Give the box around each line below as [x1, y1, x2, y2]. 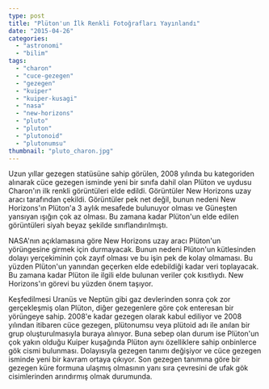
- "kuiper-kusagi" [15, 94, 78, 102]
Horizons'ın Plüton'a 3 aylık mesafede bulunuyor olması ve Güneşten [8, 203, 237, 213]
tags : [8, 57, 27, 65]
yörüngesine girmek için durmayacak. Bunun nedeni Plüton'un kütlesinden [8, 245, 256, 254]
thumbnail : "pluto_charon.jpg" [8, 147, 114, 155]
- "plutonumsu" [15, 139, 67, 148]
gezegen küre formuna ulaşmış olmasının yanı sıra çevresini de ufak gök [8, 363, 249, 373]
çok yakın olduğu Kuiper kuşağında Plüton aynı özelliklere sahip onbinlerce [8, 337, 257, 347]
